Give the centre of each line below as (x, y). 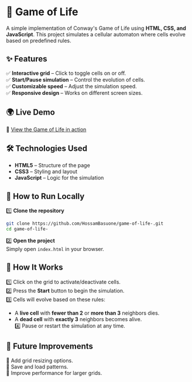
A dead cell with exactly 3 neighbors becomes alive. (78, 319)
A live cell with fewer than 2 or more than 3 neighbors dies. (87, 313)
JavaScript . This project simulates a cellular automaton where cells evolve (96, 34)
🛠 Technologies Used (47, 148)
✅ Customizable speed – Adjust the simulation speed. (72, 86)
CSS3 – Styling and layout (46, 171)
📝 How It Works (35, 268)
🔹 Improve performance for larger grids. (54, 373)
